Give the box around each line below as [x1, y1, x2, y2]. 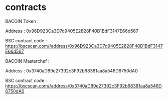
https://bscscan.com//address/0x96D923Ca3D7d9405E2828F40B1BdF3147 [5, 43, 163, 49]
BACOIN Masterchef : [5, 58, 50, 64]
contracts [5, 2, 47, 13]
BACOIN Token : [5, 18, 39, 24]
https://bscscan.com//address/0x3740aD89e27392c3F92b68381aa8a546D [5, 82, 162, 89]
